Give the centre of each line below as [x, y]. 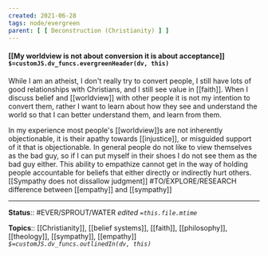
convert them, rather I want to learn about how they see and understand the [133, 106]
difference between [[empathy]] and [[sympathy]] [90, 189]
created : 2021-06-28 [43, 16]
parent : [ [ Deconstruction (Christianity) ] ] [89, 30]
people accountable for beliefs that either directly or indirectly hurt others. [130, 172]
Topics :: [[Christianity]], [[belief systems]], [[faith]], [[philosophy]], [118, 227]
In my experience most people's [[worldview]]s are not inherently [116, 130]
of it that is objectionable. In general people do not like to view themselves [130, 147]
